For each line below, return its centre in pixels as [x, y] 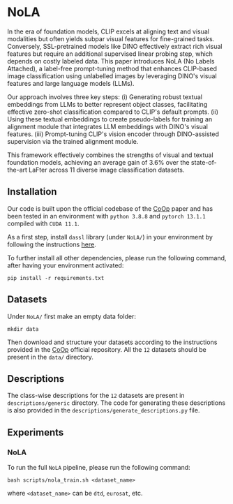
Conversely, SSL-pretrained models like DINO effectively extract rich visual [115, 46]
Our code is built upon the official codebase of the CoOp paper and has [110, 208]
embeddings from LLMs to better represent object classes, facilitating [107, 104]
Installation [32, 192]
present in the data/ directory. [51, 357]
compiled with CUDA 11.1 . [43, 223]
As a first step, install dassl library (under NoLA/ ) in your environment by [110, 237]
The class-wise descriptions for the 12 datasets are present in [96, 396]
